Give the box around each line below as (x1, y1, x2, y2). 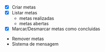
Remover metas (11, 36, 44, 42)
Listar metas (11, 10, 38, 16)
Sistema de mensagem (11, 41, 59, 47)
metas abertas (19, 21, 49, 27)
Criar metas (11, 4, 36, 10)
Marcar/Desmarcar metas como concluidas (11, 26, 100, 32)
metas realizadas (19, 15, 54, 21)
